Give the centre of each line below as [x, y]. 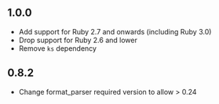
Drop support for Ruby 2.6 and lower [78, 40]
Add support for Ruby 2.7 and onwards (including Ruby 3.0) [115, 31]
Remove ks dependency [58, 48]
